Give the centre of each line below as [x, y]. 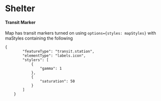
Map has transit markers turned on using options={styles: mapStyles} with [81, 33]
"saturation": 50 [57, 81]
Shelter [20, 9]
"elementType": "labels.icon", [54, 56]
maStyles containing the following [39, 38]
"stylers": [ [36, 60]
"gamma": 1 [51, 69]
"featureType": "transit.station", [59, 52]
